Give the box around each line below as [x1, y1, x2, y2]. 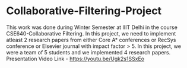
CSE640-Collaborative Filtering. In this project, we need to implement [6, 30, 176, 37]
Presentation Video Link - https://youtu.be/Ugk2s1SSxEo [6, 55, 144, 62]
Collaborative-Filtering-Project [6, 4, 162, 18]
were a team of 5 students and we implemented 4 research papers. [6, 48, 171, 56]
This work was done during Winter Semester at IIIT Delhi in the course [6, 24, 178, 31]
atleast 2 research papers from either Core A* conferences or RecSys [6, 36, 176, 43]
